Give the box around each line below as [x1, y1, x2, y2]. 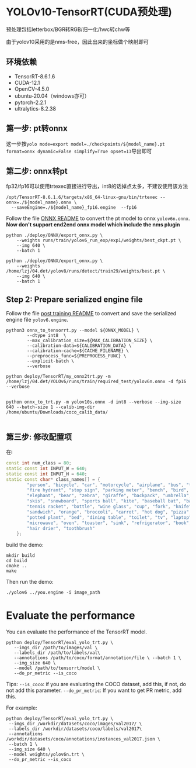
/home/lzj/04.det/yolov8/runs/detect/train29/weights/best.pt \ [6, 268, 166, 274]
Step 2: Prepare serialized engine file [6, 294, 143, 304]
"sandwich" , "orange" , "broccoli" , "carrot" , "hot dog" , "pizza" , [27, 509, 192, 515]
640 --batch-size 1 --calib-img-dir [6, 404, 95, 410]
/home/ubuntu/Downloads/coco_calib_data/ [6, 409, 108, 415]
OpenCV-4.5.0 [14, 85, 50, 92]
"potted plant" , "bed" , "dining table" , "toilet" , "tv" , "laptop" [27, 514, 192, 521]
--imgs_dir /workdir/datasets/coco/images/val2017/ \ [8, 721, 142, 727]
